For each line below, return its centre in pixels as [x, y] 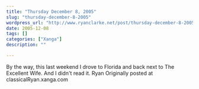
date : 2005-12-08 [28, 28]
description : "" [26, 45]
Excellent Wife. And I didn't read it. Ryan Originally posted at [80, 73]
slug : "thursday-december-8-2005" [49, 17]
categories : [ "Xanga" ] [34, 39]
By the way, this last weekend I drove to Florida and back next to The [90, 66]
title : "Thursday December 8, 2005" [51, 12]
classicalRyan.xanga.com [37, 79]
